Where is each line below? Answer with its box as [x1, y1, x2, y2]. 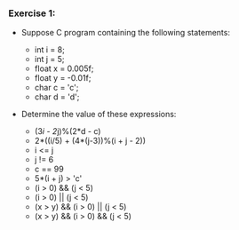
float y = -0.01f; [34, 73, 92, 83]
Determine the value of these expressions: [20, 109, 177, 120]
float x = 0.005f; [34, 63, 94, 74]
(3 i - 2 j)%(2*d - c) [34, 126, 101, 137]
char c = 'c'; [34, 83, 79, 93]
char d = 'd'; [34, 91, 80, 102]
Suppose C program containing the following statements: [20, 28, 230, 38]
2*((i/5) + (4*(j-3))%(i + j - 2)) [34, 136, 147, 147]
